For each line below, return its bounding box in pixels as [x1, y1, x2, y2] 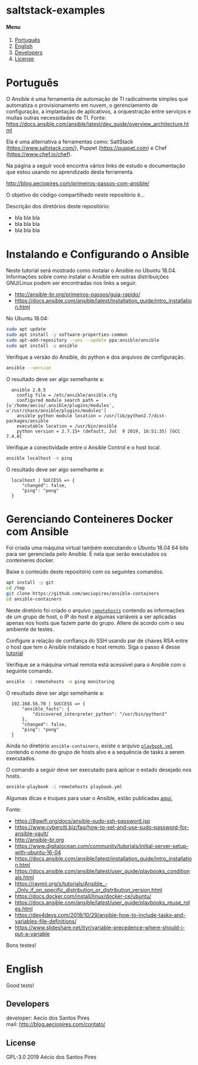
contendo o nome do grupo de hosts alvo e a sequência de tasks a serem [6, 748, 184, 755]
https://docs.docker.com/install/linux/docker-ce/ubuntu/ [14, 892, 151, 900]
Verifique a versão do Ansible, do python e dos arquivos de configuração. [6, 353, 186, 361]
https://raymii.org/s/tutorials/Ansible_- [14, 880, 108, 887]
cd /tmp [6, 585, 25, 591]
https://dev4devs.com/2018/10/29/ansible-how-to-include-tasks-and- [14, 911, 186, 918]
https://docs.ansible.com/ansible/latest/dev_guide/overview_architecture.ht [6, 120, 189, 127]
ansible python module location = [16, 412, 101, 419]
